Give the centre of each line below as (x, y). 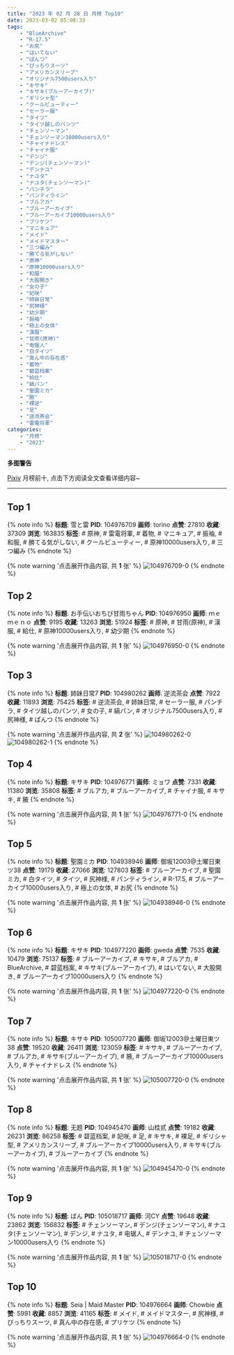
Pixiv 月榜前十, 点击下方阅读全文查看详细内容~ (74, 478)
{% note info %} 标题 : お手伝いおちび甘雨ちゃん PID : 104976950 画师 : (107, 613)
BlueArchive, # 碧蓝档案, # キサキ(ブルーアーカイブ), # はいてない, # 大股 (111, 968)
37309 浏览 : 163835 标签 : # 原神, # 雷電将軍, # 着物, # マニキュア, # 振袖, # (115, 534)
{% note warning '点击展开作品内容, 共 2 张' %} (75, 734)
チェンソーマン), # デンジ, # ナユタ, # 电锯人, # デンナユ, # (100, 1233)
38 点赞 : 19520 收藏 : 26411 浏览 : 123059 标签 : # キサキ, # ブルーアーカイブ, (115, 1048)
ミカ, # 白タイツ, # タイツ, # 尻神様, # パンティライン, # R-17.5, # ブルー (110, 879)
